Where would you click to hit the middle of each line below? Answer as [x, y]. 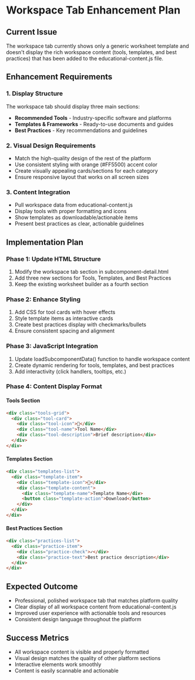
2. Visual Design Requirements [51, 146]
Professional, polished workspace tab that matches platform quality [96, 601]
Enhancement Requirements [59, 77]
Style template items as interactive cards [64, 318]
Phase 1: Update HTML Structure [53, 259]
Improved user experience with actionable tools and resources [90, 613]
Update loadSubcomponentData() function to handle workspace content [102, 359]
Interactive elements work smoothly [58, 664]
